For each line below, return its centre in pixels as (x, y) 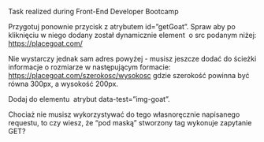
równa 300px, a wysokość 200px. (63, 84)
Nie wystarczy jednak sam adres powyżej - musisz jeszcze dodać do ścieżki (132, 59)
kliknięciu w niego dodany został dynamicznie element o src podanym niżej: (132, 35)
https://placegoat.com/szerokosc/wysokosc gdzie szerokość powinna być (129, 75)
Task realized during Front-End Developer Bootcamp (93, 11)
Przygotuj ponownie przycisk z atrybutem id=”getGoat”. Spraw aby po (122, 26)
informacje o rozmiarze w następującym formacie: (89, 67)
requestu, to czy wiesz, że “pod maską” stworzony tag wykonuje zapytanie (130, 123)
